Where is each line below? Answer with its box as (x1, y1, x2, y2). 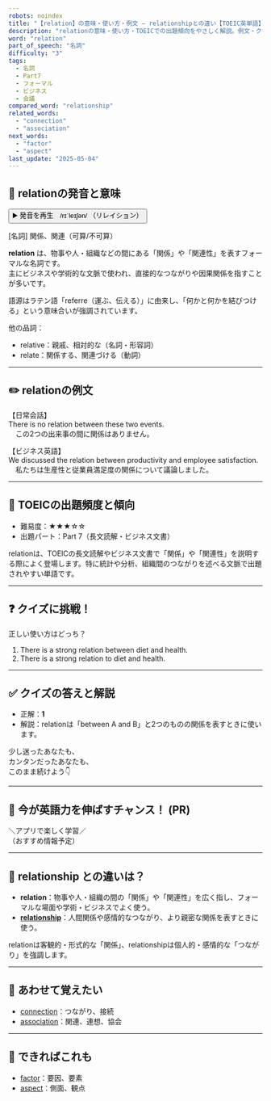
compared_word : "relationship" (8, 102, 114, 110)
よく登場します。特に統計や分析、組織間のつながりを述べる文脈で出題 (29, 558, 262, 568)
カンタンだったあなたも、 (8, 757, 94, 767)
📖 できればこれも (8, 1050, 93, 1064)
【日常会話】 (8, 410, 51, 420)
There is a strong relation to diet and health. (19, 653, 166, 663)
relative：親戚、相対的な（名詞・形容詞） (19, 340, 158, 350)
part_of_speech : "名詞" (8, 42, 86, 50)
